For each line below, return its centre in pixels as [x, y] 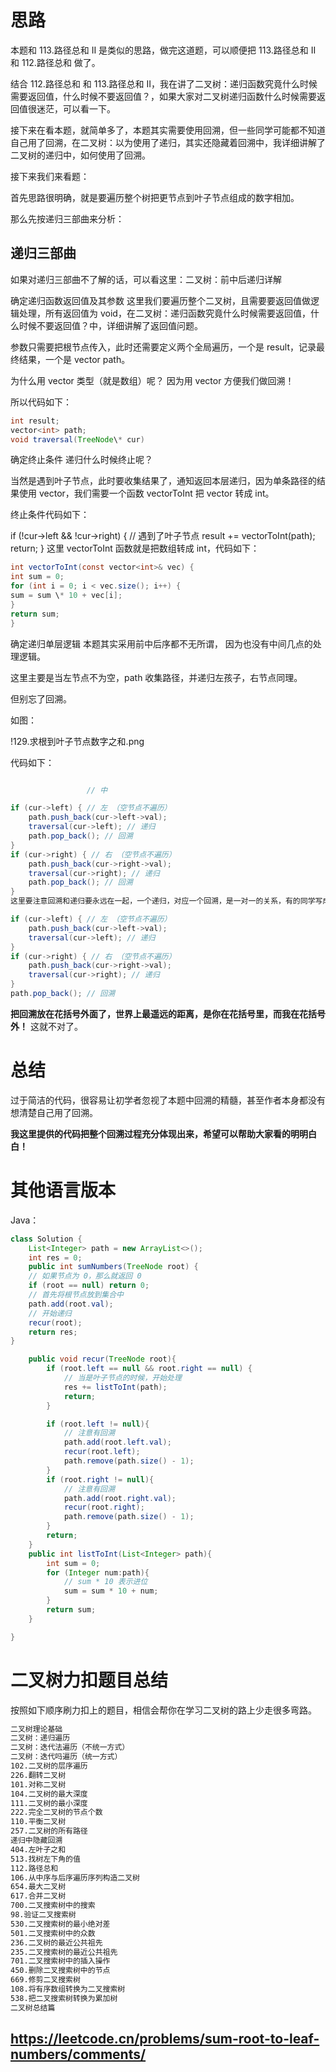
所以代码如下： [41, 402]
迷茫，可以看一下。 [76, 108]
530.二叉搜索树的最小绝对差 [60, 1924]
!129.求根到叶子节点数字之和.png [77, 741]
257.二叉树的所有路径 [49, 1831]
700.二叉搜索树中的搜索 [53, 1906]
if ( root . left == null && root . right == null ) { [149, 1369]
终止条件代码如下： [50, 515]
